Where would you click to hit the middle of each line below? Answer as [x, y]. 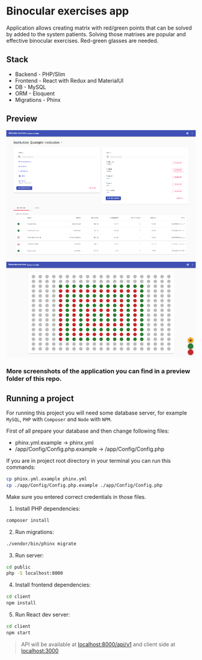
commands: [21, 467]
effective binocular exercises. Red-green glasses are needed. [82, 40]
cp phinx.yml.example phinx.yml [47, 479]
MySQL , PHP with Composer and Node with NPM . [59, 419]
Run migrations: [34, 531]
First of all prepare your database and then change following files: [88, 431]
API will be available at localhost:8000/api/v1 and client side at [98, 644]
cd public [19, 567]
